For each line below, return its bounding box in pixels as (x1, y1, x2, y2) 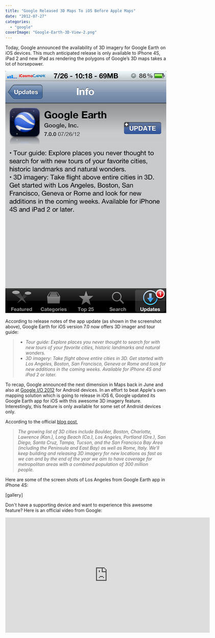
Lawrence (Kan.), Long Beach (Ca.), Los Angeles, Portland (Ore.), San (17, 434, 166, 440)
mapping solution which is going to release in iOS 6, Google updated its (5, 392, 156, 399)
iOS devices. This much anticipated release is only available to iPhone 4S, (5, 50, 161, 56)
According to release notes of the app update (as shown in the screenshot (5, 318, 162, 325)
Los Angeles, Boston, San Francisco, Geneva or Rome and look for (25, 361, 166, 367)
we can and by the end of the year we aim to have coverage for (17, 456, 152, 462)
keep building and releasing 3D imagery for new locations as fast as (17, 451, 162, 457)
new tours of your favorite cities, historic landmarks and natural (25, 345, 160, 351)
